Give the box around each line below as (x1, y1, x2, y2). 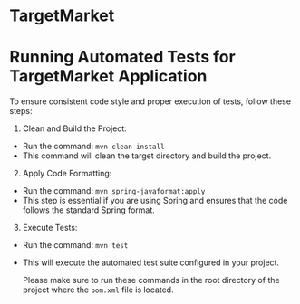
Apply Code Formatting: (22, 168, 112, 179)
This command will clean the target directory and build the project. (22, 150, 272, 161)
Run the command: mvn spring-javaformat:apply (22, 185, 206, 196)
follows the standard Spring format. (22, 204, 156, 215)
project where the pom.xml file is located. (22, 284, 174, 295)
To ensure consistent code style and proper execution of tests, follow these (9, 96, 292, 107)
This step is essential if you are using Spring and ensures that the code (22, 195, 288, 206)
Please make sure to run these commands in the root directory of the (22, 275, 280, 286)
